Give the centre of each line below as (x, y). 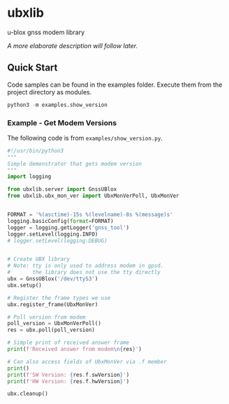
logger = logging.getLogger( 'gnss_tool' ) (68, 228)
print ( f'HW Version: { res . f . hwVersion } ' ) (68, 381)
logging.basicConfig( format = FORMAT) (60, 221)
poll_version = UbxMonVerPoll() (54, 324)
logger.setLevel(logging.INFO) (53, 234)
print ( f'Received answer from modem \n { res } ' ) (74, 349)
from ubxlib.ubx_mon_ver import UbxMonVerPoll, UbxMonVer (93, 196)
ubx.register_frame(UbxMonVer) (53, 304)
